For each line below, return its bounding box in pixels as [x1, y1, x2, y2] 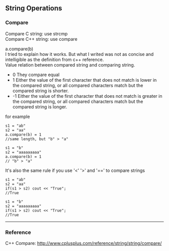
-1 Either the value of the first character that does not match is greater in [12, 93, 162, 99]
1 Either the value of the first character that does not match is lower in [12, 77, 157, 83]
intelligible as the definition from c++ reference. [5, 56, 104, 62]
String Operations [5, 4, 62, 13]
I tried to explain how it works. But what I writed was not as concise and [5, 51, 154, 57]
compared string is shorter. [12, 88, 69, 94]
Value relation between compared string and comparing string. [5, 61, 135, 68]
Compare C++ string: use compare [5, 36, 78, 42]
